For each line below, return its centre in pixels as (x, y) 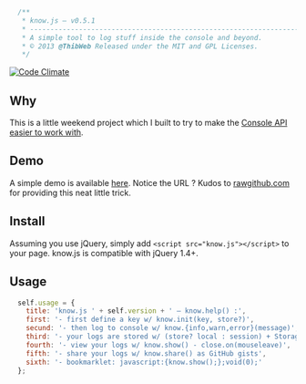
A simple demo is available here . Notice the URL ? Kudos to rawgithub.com (149, 182)
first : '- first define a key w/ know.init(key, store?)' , (140, 320)
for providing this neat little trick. (71, 192)
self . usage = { (46, 303)
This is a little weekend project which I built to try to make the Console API (148, 123)
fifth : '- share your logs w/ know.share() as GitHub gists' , (146, 353)
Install (27, 221)
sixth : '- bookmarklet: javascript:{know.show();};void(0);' (144, 362)
